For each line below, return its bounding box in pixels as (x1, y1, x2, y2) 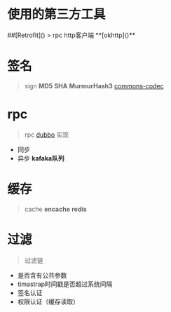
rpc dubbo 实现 (24, 130, 69, 139)
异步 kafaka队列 (17, 154, 64, 162)
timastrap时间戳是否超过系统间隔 (17, 280, 113, 288)
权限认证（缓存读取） (17, 297, 79, 306)
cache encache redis (24, 205, 88, 213)
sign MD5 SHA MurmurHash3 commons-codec (24, 81, 164, 90)
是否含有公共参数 (17, 271, 67, 279)
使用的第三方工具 (7, 6, 107, 22)
